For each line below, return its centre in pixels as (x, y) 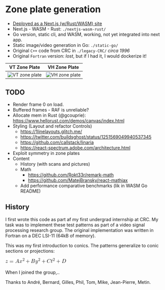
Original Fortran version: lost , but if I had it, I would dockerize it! (79, 56)
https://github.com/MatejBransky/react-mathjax (78, 180)
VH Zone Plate (63, 67)
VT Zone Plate (25, 67)
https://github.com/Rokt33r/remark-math (71, 175)
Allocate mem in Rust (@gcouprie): (49, 115)
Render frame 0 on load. (38, 104)
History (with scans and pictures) (55, 164)
